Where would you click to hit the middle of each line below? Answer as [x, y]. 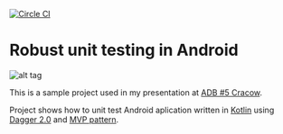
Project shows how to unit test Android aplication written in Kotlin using [142, 110]
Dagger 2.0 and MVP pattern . [64, 119]
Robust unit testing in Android [124, 50]
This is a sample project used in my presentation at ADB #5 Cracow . [136, 92]
